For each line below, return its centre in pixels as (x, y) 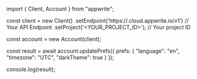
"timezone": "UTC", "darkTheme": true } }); (60, 57)
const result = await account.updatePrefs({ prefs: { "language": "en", (93, 51)
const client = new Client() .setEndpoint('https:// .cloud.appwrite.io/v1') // (98, 21)
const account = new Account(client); (54, 39)
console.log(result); (31, 69)
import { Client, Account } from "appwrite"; (60, 9)
